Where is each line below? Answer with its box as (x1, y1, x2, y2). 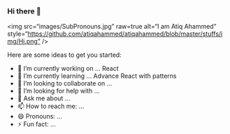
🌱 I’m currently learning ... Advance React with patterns (17, 72, 177, 80)
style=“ (7, 29, 28, 38)
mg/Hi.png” (7, 37, 41, 46)
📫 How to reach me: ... (17, 102, 85, 111)
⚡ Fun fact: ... (17, 120, 56, 128)
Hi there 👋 (7, 6, 42, 16)
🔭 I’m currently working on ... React (17, 65, 119, 73)
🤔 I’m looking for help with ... (17, 87, 100, 95)
